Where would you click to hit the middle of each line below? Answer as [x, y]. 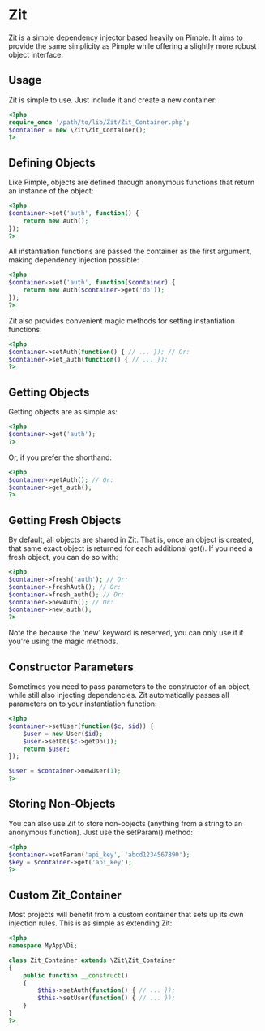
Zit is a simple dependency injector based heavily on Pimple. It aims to [126, 37]
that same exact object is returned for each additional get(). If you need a [130, 548]
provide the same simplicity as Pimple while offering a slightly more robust [132, 45]
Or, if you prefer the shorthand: [60, 457]
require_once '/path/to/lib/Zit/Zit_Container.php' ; [99, 122]
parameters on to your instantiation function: [83, 704]
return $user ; [47, 749]
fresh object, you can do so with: [63, 557]
